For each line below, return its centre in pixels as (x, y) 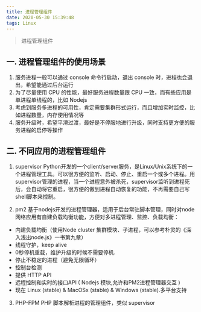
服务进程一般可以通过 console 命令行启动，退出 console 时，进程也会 (101, 77)
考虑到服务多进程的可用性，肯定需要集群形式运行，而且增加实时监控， (102, 108)
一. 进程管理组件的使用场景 (56, 62)
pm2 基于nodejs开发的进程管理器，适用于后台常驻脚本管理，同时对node (105, 209)
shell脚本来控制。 (37, 197)
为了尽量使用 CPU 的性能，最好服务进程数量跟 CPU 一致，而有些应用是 (103, 92)
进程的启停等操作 (42, 130)
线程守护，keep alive (41, 245)
